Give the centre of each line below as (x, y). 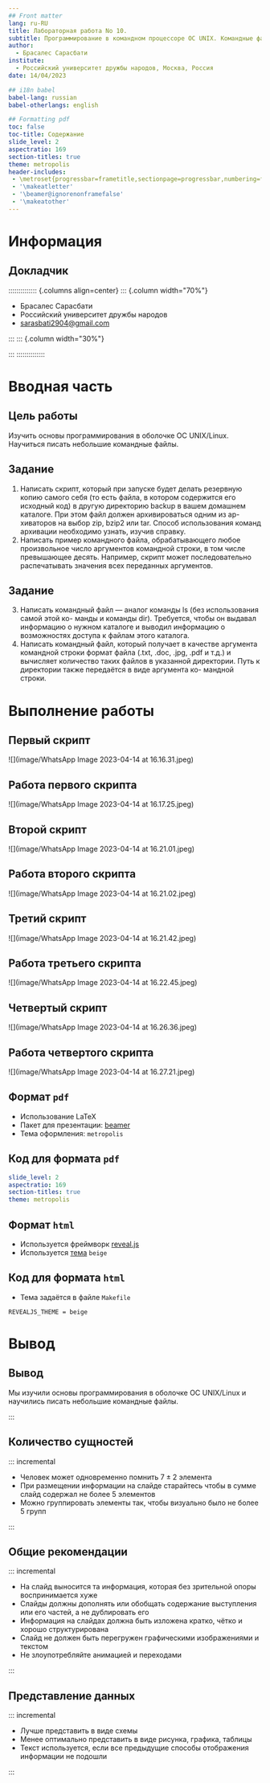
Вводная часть (61, 386)
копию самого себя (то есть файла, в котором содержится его (128, 497)
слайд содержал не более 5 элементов (88, 1494)
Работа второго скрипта (72, 874)
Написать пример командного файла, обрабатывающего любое (130, 540)
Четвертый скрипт (58, 1008)
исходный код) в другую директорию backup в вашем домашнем (133, 505)
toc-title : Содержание (46, 135)
